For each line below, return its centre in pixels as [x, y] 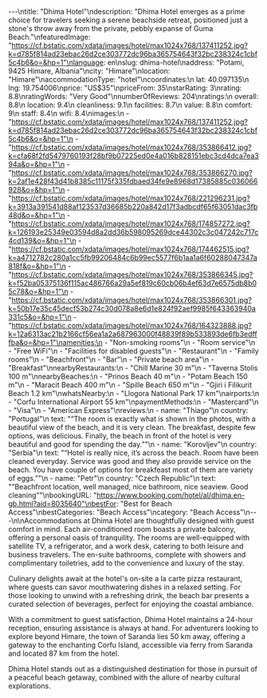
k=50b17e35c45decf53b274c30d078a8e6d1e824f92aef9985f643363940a [132, 308]
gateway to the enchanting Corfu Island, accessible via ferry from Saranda [131, 645]
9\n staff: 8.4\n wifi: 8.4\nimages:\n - [69, 113]
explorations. [30, 686]
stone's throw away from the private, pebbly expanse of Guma [111, 28]
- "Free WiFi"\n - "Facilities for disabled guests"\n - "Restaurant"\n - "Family [133, 351]
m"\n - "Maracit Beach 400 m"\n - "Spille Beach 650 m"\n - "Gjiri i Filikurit [130, 385]
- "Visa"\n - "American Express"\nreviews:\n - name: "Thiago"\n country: [128, 410]
